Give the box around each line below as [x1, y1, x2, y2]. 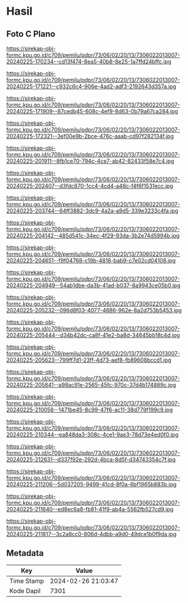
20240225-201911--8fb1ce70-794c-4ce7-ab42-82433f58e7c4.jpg [6, 157, 175, 165]
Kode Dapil [9, 586, 41, 595]
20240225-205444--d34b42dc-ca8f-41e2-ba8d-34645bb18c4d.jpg [6, 332, 180, 339]
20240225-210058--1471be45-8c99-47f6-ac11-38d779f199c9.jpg [6, 406, 173, 413]
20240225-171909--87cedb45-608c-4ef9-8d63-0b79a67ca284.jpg [6, 108, 178, 114]
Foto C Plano [6, 29, 56, 39]
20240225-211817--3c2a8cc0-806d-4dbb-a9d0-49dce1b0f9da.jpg [6, 531, 177, 537]
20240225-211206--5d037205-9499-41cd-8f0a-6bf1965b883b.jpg [6, 481, 177, 488]
